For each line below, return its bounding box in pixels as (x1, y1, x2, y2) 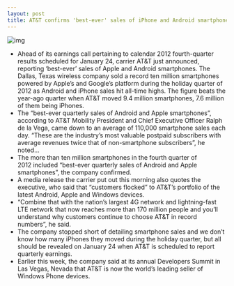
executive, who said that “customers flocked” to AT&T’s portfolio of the (17, 183, 221, 191)
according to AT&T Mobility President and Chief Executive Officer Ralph (17, 116, 223, 124)
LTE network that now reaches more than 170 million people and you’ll (17, 205, 218, 213)
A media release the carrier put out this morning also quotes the (17, 175, 201, 183)
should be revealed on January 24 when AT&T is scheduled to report (17, 242, 214, 250)
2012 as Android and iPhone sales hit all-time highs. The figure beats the (17, 86, 226, 95)
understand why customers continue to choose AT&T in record (17, 212, 197, 220)
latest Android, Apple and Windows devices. (17, 190, 145, 199)
